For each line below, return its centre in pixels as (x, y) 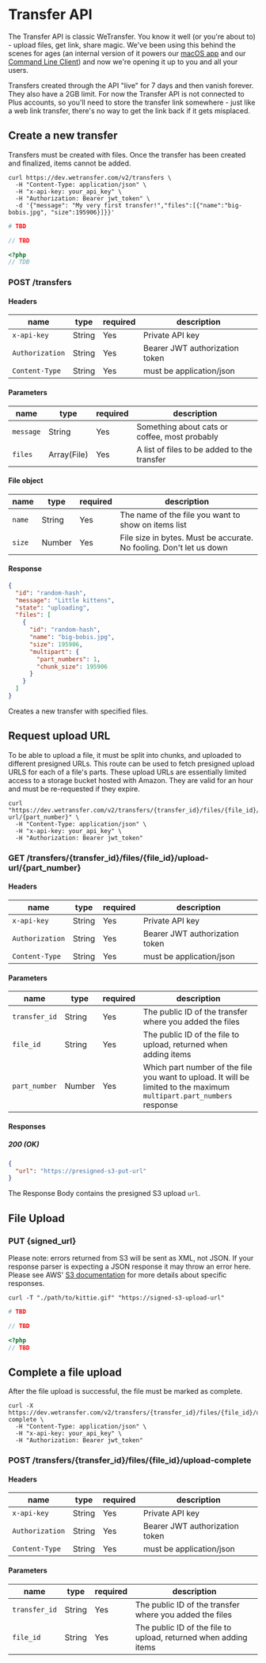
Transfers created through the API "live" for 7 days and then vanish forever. (131, 86)
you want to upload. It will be (196, 1077)
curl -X (21, 1406)
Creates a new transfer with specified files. (78, 711)
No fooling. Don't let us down (174, 547)
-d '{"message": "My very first (69, 205)
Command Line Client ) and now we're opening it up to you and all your (123, 62)
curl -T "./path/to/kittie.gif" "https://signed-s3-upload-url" (116, 1298)
